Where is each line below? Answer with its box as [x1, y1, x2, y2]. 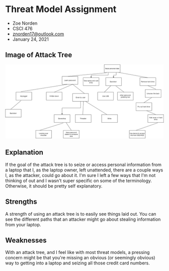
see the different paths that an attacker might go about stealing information [5, 216, 161, 222]
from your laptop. [5, 221, 41, 227]
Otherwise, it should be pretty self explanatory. [5, 183, 103, 189]
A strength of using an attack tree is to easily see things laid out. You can [5, 211, 156, 217]
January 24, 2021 [12, 36, 49, 42]
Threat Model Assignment [5, 4, 117, 15]
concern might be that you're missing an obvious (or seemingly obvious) [5, 255, 155, 261]
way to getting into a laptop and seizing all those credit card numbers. [5, 260, 150, 266]
